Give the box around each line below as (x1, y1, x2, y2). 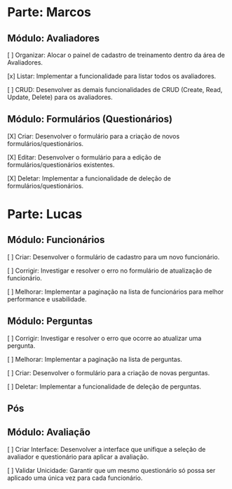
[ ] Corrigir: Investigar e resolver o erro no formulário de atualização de (7, 266, 212, 275)
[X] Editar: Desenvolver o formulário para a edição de (7, 152, 161, 162)
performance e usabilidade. (7, 294, 87, 303)
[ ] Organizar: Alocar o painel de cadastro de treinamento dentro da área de (7, 51, 226, 59)
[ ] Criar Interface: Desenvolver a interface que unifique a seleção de (7, 445, 206, 453)
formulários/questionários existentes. (7, 160, 115, 169)
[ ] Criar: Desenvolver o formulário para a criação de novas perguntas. (7, 368, 210, 377)
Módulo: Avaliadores (7, 32, 100, 44)
